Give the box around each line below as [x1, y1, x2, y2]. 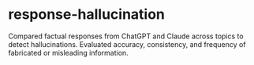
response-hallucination [8, 5, 166, 23]
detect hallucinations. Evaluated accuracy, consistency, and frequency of [8, 39, 246, 49]
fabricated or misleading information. [8, 48, 129, 57]
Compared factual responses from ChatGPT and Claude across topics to [8, 31, 244, 41]
